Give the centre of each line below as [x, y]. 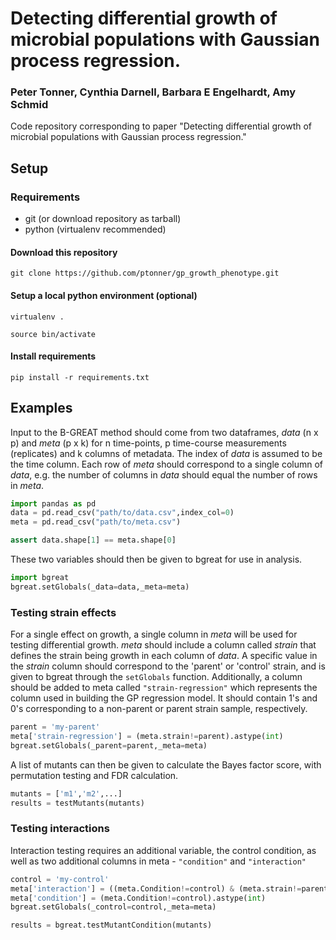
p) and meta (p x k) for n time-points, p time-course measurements [148, 443]
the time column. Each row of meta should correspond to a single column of [167, 464]
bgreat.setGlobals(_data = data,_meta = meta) [100, 587]
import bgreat [40, 578]
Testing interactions [60, 829]
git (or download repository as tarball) [103, 219]
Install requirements [53, 356]
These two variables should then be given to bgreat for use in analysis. [156, 559]
